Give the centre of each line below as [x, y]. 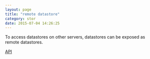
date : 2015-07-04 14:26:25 [32, 23]
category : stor [20, 19]
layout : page [18, 10]
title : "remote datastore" [32, 14]
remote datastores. [24, 42]
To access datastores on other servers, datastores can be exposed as [75, 37]
